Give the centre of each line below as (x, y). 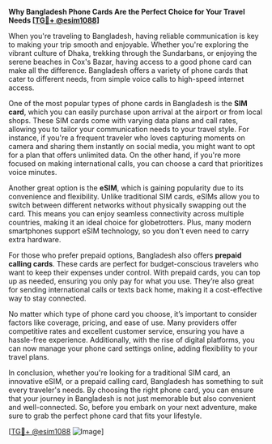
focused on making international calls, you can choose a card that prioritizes (136, 164)
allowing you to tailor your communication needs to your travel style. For (129, 129)
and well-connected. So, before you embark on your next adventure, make (133, 407)
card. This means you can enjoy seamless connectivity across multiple (126, 213)
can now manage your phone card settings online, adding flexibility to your (133, 348)
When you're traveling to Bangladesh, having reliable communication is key (134, 36)
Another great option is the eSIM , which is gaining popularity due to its (126, 188)
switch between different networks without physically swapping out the (127, 205)
